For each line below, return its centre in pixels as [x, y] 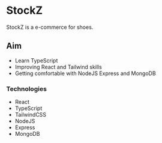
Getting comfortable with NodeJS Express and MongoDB [85, 73]
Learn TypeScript [36, 60]
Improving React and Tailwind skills [58, 67]
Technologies [26, 89]
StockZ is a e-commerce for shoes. [50, 27]
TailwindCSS [31, 115]
